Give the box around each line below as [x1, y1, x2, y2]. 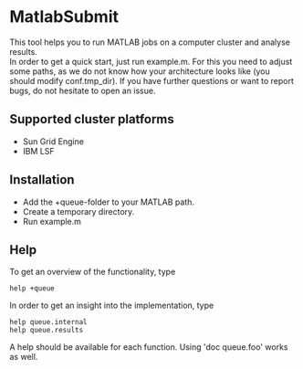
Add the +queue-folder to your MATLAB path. [22, 196, 194, 207]
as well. [9, 352, 38, 363]
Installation [9, 172, 75, 188]
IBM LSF [22, 145, 55, 156]
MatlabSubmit [9, 6, 119, 27]
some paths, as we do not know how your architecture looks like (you [9, 66, 271, 77]
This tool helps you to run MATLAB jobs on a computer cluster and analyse [9, 37, 290, 47]
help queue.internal [9, 318, 89, 327]
